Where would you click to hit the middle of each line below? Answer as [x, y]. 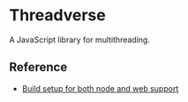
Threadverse [57, 15]
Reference [38, 67]
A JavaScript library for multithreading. [79, 40]
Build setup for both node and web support [100, 88]
